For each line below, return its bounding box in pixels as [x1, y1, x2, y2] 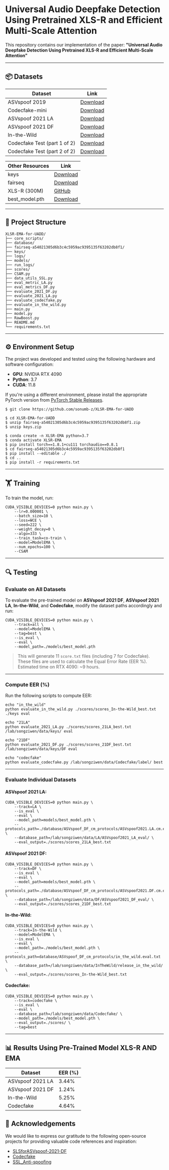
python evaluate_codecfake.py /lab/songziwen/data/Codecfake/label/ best [5, 760, 163, 765]
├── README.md [5, 320, 35, 325]
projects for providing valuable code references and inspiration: [5, 1138, 137, 1144]
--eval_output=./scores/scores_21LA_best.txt [14, 840, 112, 845]
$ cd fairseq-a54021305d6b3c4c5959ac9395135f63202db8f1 [5, 447, 125, 452]
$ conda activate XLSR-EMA [5, 438, 62, 443]
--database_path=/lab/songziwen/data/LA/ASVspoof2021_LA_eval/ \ [14, 835, 154, 841]
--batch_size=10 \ [14, 514, 53, 519]
